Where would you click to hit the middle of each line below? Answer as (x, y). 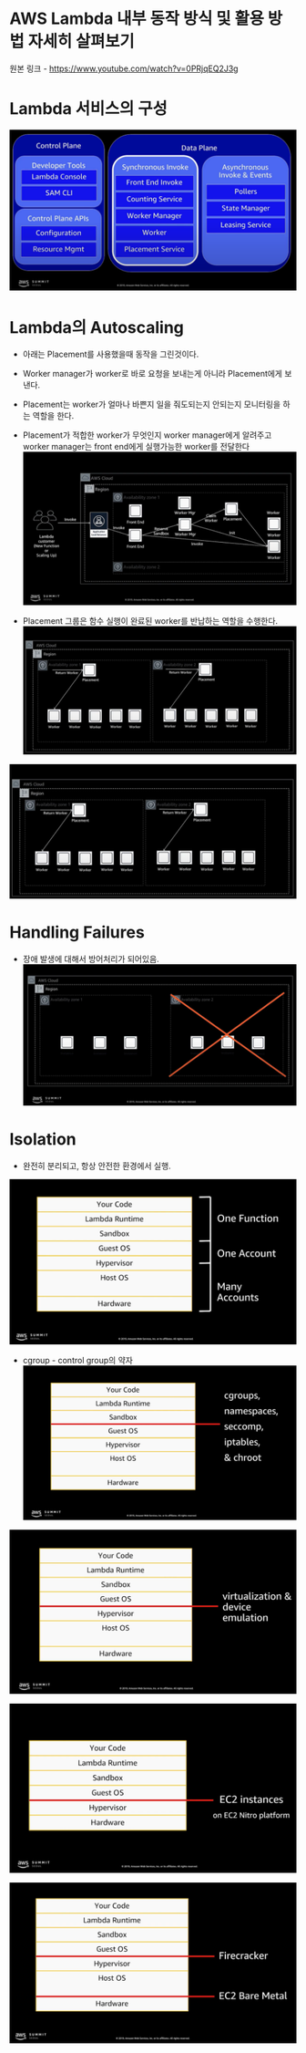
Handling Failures (77, 933)
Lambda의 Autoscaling (97, 327)
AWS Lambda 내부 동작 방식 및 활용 (137, 19)
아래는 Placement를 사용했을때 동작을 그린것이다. (111, 354)
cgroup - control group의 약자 (78, 1361)
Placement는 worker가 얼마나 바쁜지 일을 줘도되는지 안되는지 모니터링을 (151, 404)
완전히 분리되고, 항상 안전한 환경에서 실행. (97, 1166)
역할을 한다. (53, 416)
